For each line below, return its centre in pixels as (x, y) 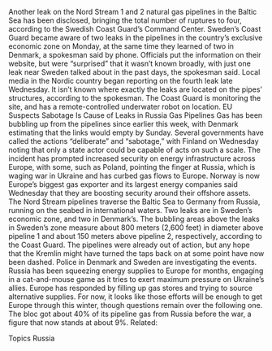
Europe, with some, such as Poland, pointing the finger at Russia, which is (132, 167)
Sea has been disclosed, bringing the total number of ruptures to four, (125, 20)
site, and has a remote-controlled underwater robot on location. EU (121, 106)
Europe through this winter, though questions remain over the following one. (136, 305)
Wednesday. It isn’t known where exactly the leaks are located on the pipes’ (135, 89)
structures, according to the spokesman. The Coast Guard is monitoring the (135, 98)
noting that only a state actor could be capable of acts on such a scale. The (135, 150)
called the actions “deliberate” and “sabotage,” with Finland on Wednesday (134, 141)
